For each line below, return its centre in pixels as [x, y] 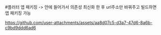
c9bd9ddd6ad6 [21, 28]
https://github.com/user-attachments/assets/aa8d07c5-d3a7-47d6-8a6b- [79, 23]
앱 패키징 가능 [18, 13]
